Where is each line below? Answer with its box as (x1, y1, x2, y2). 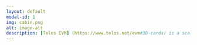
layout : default (6, 8, 46, 15)
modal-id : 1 (6, 14, 35, 20)
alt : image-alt (6, 25, 43, 31)
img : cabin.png (6, 19, 43, 25)
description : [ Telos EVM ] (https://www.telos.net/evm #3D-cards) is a (6, 30, 180, 36)
